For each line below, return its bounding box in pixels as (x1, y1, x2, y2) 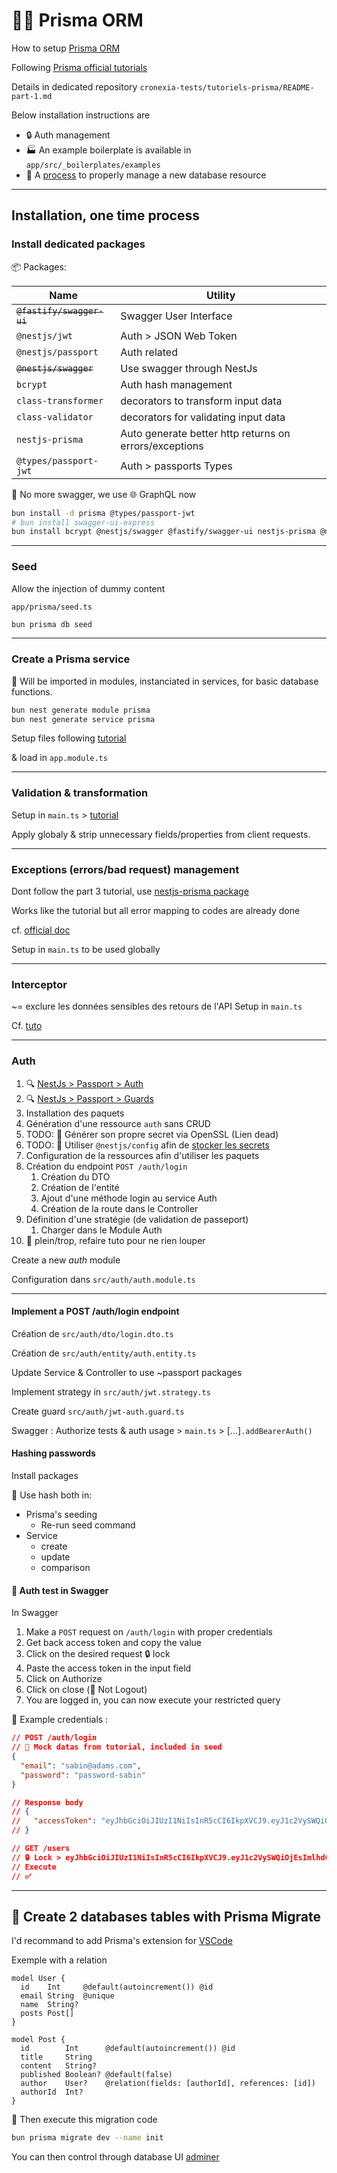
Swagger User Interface (120, 309, 233, 323)
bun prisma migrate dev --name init (11, 2133, 164, 2143)
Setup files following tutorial (11, 732, 127, 744)
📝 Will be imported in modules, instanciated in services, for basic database (11, 675, 319, 687)
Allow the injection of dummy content (11, 582, 166, 594)
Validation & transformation (11, 786, 149, 800)
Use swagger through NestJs (120, 361, 258, 375)
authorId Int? (20, 2087, 84, 2098)
